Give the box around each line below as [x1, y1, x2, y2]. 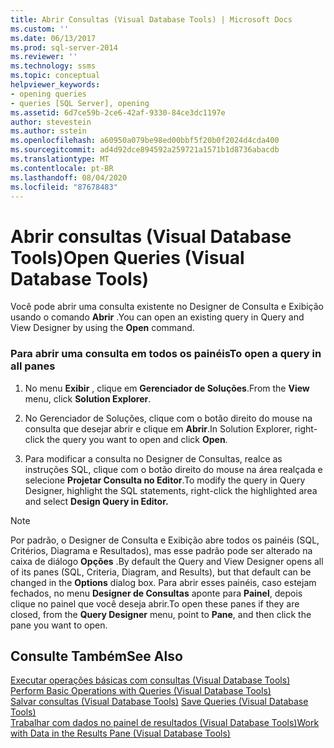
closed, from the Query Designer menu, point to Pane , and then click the [10, 608, 312, 620]
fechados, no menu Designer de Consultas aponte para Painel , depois [10, 587, 303, 599]
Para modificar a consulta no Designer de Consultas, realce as [24, 452, 283, 465]
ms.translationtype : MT [10, 154, 110, 164]
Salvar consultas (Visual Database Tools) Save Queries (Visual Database [10, 696, 309, 708]
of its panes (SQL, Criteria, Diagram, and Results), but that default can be [10, 566, 312, 578]
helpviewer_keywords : [10, 80, 101, 90]
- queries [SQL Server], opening [10, 98, 150, 108]
